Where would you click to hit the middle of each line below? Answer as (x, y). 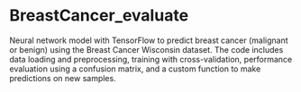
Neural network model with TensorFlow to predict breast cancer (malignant (149, 40)
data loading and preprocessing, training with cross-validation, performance (151, 59)
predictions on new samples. (63, 78)
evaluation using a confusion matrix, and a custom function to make (135, 69)
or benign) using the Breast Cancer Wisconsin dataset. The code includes (146, 49)
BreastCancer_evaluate (99, 16)
